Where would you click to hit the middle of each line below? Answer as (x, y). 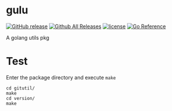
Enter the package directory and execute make (61, 77)
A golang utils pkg (28, 37)
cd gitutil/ (20, 88)
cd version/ (20, 98)
